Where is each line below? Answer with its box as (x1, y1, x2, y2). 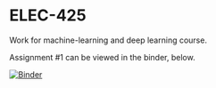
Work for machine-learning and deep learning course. (9, 35, 208, 45)
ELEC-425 (9, 5, 87, 26)
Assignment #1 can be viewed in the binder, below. (9, 52, 195, 62)
